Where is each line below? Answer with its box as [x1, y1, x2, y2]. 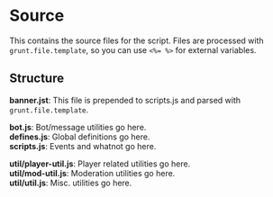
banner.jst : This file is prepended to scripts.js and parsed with [9, 94, 241, 105]
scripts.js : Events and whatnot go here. [9, 140, 157, 151]
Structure [9, 71, 65, 86]
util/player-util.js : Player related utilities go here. [9, 158, 191, 169]
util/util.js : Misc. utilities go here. [9, 177, 132, 188]
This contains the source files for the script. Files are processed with [9, 35, 264, 46]
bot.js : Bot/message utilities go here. [9, 121, 147, 132]
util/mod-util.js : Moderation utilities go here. [9, 167, 176, 178]
